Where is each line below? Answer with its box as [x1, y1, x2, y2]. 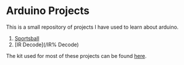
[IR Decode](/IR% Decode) [14, 41, 79, 48]
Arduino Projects [6, 4, 90, 18]
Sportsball [14, 35, 40, 42]
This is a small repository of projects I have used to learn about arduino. [6, 23, 179, 30]
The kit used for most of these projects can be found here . [6, 52, 147, 59]
